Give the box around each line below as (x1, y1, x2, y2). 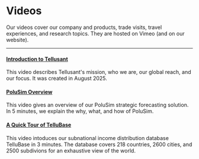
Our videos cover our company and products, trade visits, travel (6, 24, 162, 31)
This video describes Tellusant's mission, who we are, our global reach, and (6, 69, 191, 76)
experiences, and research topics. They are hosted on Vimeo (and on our (6, 30, 185, 37)
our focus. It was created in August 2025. (6, 75, 108, 82)
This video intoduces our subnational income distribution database (6, 134, 169, 141)
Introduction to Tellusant (6, 55, 68, 63)
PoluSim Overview (6, 88, 53, 95)
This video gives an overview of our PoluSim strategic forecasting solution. (6, 102, 189, 109)
